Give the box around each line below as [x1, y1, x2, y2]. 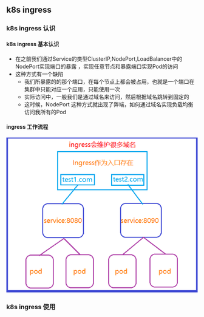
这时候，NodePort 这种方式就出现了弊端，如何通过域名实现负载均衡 [24, 100, 194, 108]
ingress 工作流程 [6, 123, 49, 131]
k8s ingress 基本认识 [6, 40, 59, 47]
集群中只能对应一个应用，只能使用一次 [24, 85, 120, 93]
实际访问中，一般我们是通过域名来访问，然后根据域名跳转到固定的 [24, 93, 189, 100]
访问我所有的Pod [24, 108, 67, 115]
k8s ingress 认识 [6, 24, 56, 33]
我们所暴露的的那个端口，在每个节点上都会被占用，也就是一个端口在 [24, 78, 195, 85]
